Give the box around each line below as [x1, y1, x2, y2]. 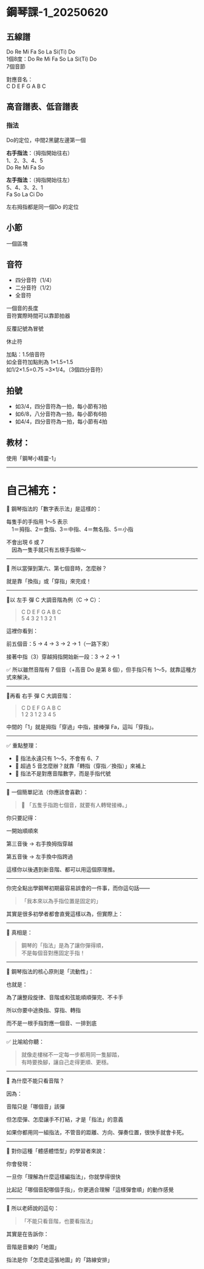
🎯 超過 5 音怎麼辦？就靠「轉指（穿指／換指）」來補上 [15, 762, 147, 770]
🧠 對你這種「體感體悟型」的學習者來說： [6, 1147, 107, 1154]
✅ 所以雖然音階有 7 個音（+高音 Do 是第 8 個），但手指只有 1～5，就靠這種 [6, 666, 191, 673]
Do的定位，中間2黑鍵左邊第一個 [6, 136, 86, 143]
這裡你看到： [6, 627, 38, 634]
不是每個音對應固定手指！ [21, 949, 86, 956]
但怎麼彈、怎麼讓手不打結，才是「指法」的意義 [6, 1115, 123, 1123]
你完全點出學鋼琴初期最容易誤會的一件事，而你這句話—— [6, 884, 150, 892]
